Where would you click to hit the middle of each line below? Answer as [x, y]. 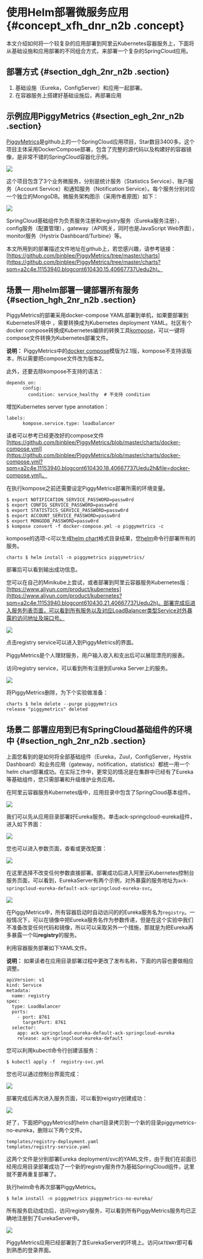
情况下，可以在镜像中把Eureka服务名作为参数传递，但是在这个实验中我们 [102, 920]
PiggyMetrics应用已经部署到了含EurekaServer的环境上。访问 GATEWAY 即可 [97, 1243]
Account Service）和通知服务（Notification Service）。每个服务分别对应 [106, 188]
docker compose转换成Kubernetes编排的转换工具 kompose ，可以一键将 [96, 330]
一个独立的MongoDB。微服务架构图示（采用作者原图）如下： [82, 196]
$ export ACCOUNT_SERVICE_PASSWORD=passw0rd [63, 516]
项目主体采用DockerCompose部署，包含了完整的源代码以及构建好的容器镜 [99, 149]
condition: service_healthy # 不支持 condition [89, 395]
